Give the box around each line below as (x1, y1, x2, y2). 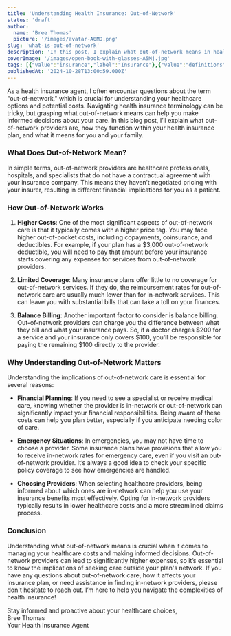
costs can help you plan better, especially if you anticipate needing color (16, 416, 223, 424)
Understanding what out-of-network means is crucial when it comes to (7, 541, 208, 550)
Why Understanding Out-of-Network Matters (7, 358, 162, 368)
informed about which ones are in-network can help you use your (16, 487, 203, 495)
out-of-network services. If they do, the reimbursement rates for (16, 284, 200, 292)
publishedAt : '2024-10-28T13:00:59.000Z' (7, 68, 128, 74)
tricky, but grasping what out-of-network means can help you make (7, 108, 199, 117)
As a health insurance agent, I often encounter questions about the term (7, 87, 211, 95)
